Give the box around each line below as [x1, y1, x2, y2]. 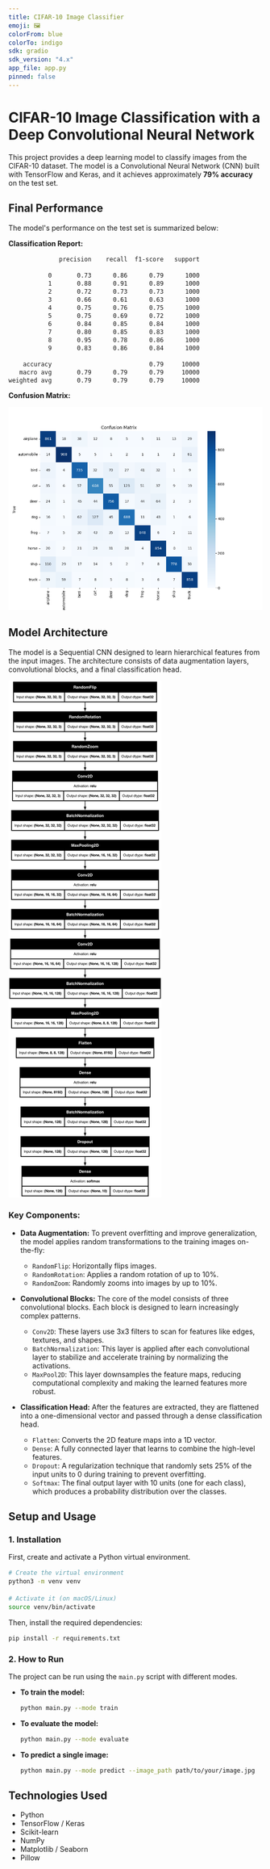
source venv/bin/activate [8, 1603, 95, 1611]
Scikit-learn [19, 1827, 59, 1837]
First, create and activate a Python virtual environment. [8, 1553, 191, 1562]
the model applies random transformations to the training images [19, 1236, 236, 1247]
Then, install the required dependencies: [8, 1617, 143, 1627]
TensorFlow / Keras [19, 1819, 85, 1829]
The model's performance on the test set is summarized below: [8, 223, 219, 233]
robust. [31, 1386, 56, 1396]
